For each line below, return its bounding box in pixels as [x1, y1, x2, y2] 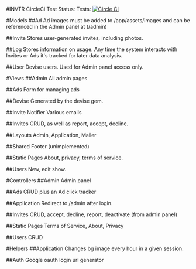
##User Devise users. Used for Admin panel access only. [6, 63, 144, 70]
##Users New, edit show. [6, 166, 67, 172]
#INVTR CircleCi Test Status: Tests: [6, 6, 91, 12]
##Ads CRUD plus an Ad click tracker [6, 188, 97, 195]
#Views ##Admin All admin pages [6, 75, 88, 81]
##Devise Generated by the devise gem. [6, 97, 104, 104]
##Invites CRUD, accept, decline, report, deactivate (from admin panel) [6, 211, 177, 218]
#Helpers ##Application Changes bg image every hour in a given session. [6, 245, 184, 252]
